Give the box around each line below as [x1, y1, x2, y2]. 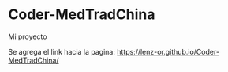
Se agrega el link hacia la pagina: [8, 47, 116, 56]
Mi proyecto [8, 32, 47, 41]
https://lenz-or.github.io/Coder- [117, 47, 219, 56]
